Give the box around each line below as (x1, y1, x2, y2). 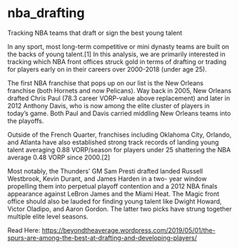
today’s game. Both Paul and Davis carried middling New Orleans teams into (7, 109, 231, 117)
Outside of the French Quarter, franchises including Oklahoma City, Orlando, (7, 130, 232, 139)
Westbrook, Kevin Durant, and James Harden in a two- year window (7, 174, 207, 183)
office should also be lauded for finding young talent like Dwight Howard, (7, 197, 223, 206)
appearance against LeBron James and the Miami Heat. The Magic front (7, 189, 220, 198)
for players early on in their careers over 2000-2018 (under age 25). (7, 65, 207, 73)
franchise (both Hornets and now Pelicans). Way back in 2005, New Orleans (7, 86, 232, 95)
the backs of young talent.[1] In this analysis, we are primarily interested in (7, 50, 226, 58)
